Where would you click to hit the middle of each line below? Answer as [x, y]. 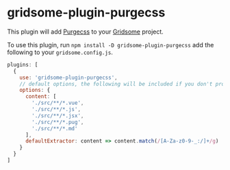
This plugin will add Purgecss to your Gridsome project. [86, 32]
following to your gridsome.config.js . [60, 52]
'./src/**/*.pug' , [58, 122]
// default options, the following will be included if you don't [116, 84]
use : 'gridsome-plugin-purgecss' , [68, 77]
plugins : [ [23, 64]
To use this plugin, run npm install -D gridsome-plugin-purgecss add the [111, 45]
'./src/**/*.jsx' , [58, 116]
